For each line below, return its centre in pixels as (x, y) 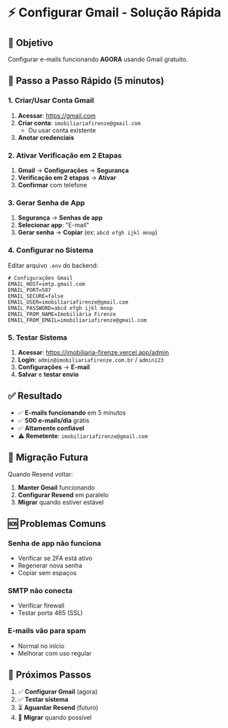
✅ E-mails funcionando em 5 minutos (72, 413)
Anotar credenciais (46, 137)
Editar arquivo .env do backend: (53, 265)
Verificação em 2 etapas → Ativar (67, 177)
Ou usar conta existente (62, 130)
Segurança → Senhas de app (60, 218)
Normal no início (41, 646)
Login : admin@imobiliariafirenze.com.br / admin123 (91, 360)
